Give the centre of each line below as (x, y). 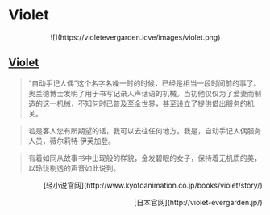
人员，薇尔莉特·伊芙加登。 (71, 141)
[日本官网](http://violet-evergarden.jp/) (198, 202)
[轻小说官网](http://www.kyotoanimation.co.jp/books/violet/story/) (153, 185)
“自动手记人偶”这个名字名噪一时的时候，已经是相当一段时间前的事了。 (144, 83)
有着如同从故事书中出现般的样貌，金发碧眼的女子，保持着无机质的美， (145, 158)
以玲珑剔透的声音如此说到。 (74, 168)
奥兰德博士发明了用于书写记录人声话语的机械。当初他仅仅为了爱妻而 (141, 93)
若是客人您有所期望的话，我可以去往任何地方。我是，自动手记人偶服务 (145, 130)
